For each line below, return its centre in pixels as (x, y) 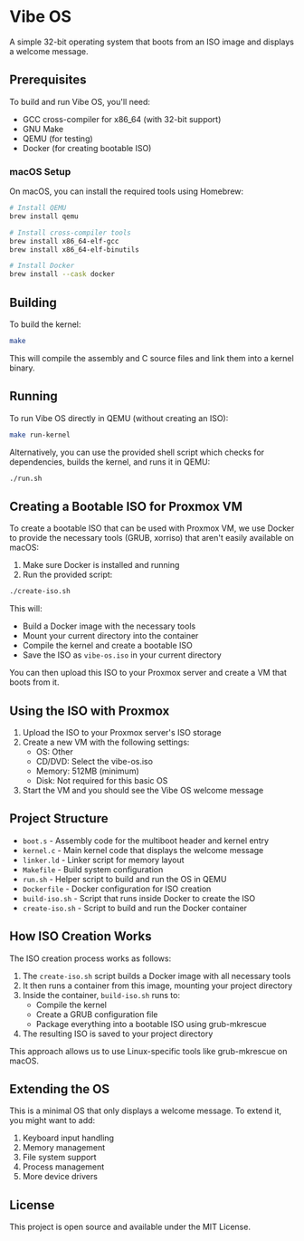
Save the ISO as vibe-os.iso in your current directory (122, 655)
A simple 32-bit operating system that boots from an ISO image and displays (152, 42)
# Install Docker (42, 266)
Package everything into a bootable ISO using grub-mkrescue (151, 1024)
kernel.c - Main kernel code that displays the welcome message (143, 850)
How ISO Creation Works (81, 936)
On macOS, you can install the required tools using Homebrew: (127, 191)
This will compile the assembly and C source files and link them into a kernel (152, 358)
